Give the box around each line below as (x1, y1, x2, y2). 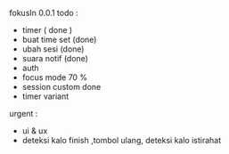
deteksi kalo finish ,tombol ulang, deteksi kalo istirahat (21, 135, 222, 145)
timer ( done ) (21, 25, 73, 35)
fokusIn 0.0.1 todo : (9, 8, 78, 18)
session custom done (21, 82, 102, 92)
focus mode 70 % (21, 72, 88, 83)
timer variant (21, 91, 70, 101)
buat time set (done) (21, 35, 97, 45)
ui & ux (21, 126, 48, 136)
